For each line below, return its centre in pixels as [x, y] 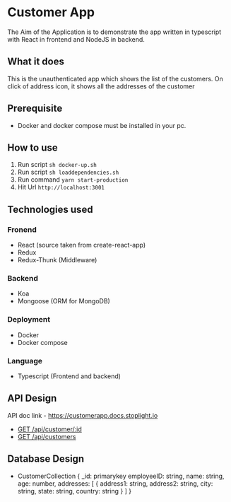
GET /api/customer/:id [50, 429]
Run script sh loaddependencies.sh [68, 172]
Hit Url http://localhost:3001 [61, 187]
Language [25, 361]
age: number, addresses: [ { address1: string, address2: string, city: [115, 483]
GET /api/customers [47, 436]
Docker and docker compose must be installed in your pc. [102, 125]
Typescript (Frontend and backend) [69, 376]
